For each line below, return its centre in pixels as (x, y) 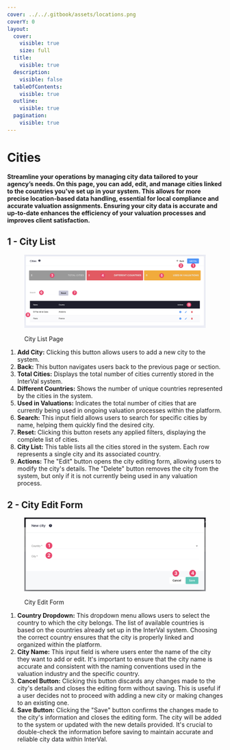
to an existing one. (43, 703)
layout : (18, 29)
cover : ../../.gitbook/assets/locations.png (72, 14)
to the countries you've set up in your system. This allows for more (104, 191)
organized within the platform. (59, 645)
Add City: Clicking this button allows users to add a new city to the (111, 352)
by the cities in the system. (55, 396)
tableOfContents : (38, 87)
